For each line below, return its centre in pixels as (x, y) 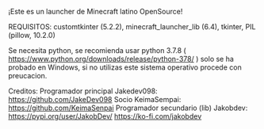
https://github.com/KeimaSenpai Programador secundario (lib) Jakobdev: (128, 108)
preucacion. (28, 76)
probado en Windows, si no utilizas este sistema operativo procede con (125, 67)
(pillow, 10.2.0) (32, 35)
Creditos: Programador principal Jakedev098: (83, 91)
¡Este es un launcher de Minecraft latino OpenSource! (96, 11)
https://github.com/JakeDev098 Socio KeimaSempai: (95, 99)
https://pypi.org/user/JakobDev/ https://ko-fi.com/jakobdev (105, 116)
